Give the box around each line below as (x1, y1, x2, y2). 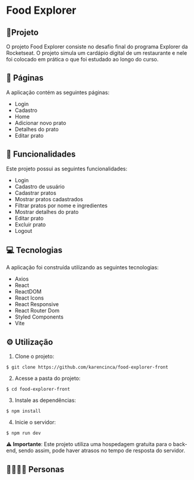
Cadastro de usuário (14, 183, 65, 190)
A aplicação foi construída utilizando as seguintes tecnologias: (6, 264, 159, 271)
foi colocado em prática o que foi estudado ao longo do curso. (6, 56, 159, 63)
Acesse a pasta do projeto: (14, 375, 81, 382)
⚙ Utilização (6, 337, 53, 347)
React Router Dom (14, 307, 60, 314)
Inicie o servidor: (14, 419, 56, 426)
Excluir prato (14, 221, 46, 228)
